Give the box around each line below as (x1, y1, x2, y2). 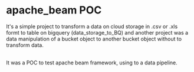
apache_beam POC (6, 4, 102, 17)
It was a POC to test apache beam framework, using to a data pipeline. (6, 59, 178, 66)
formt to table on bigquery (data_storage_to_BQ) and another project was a (6, 29, 189, 36)
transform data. (6, 42, 44, 49)
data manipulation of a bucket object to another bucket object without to (6, 35, 182, 42)
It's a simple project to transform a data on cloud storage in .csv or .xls (6, 23, 178, 30)
